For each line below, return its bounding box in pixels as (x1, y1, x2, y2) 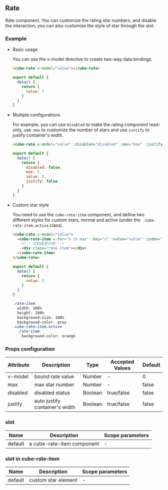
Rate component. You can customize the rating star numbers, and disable (5, 17, 156, 23)
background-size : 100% (17, 315, 64, 320)
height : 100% (17, 310, 44, 315)
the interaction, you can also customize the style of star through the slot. (5, 23, 155, 29)
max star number (34, 381, 74, 388)
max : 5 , (25, 170, 42, 175)
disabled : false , (25, 165, 62, 170)
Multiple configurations (12, 112, 60, 118)
